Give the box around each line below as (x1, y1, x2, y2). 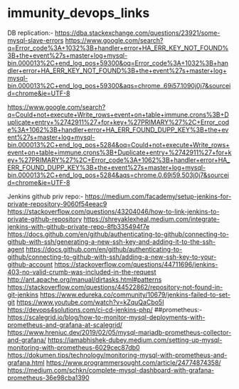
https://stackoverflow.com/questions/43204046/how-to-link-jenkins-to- (7, 207, 220, 215)
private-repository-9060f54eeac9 (7, 199, 107, 208)
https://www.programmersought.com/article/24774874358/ (46, 358, 222, 367)
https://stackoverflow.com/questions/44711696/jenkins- (54, 260, 218, 268)
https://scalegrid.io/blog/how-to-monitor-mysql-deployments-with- (7, 313, 206, 321)
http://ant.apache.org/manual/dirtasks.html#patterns (7, 275, 162, 284)
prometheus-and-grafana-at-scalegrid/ (7, 320, 123, 329)
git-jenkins (7, 290, 39, 299)
